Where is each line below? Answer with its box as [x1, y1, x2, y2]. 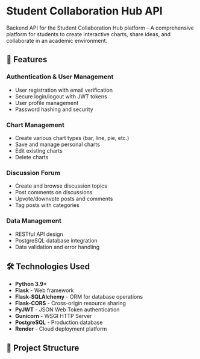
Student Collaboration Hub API [6, 4, 163, 18]
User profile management [14, 99, 79, 106]
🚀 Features [6, 54, 48, 65]
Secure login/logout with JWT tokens [14, 92, 107, 100]
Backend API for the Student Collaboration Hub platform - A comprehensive [6, 24, 195, 31]
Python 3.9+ [14, 281, 47, 288]
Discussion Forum [6, 168, 61, 177]
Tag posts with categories [14, 202, 80, 209]
